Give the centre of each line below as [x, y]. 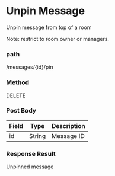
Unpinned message [30, 167]
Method [18, 82]
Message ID [68, 136]
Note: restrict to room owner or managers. [58, 39]
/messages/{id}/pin [30, 67]
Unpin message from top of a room [49, 27]
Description [68, 126]
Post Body [21, 111]
